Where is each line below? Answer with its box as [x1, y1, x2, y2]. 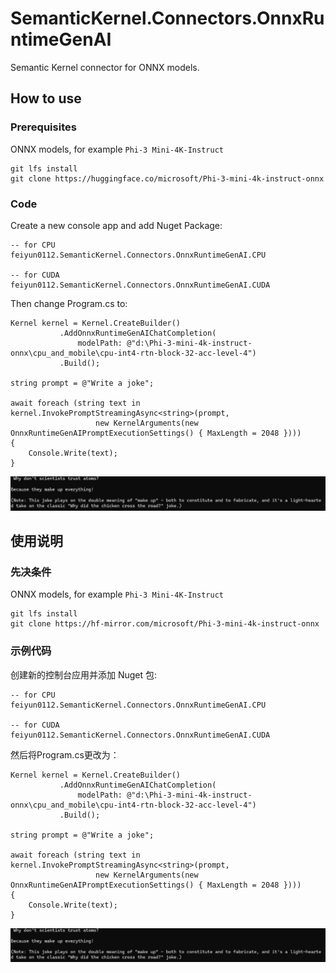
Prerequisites [10, 120, 77, 134]
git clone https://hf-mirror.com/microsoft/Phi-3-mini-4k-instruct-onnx [10, 619, 320, 629]
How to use [10, 90, 82, 107]
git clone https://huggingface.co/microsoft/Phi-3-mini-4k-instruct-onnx [10, 173, 325, 184]
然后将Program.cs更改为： [10, 748, 120, 761]
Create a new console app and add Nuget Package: [10, 219, 223, 231]
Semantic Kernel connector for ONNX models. [10, 61, 200, 73]
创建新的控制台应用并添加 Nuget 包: [10, 668, 158, 681]
